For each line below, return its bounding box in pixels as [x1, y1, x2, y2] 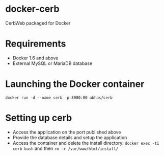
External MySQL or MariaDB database [12, 60, 93, 66]
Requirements [5, 38, 66, 50]
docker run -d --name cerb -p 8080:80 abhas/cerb [5, 95, 113, 100]
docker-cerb [5, 3, 60, 15]
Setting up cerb [5, 112, 72, 123]
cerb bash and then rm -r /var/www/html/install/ [12, 145, 119, 151]
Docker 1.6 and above [12, 55, 59, 61]
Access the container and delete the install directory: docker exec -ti [12, 140, 159, 146]
